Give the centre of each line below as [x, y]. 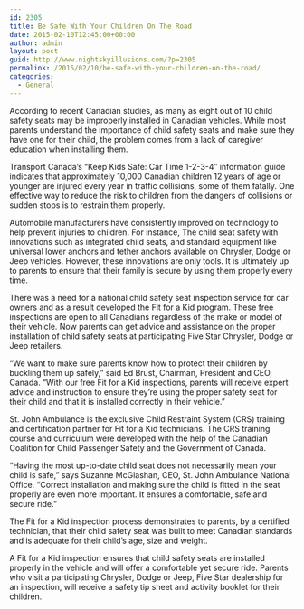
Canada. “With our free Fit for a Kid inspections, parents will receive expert [149, 382]
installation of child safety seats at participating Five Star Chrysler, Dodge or [152, 336]
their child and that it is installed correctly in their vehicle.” [118, 401]
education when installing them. [69, 149]
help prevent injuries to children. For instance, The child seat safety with [144, 232]
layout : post [34, 52]
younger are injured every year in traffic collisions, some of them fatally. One [152, 185]
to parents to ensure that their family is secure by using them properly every [151, 270]
